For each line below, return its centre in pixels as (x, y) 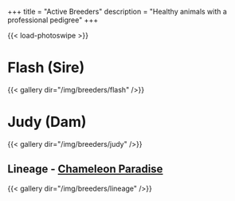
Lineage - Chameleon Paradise (85, 169)
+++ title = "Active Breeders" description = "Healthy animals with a (117, 12)
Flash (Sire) (46, 68)
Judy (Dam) (47, 122)
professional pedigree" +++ (53, 20)
